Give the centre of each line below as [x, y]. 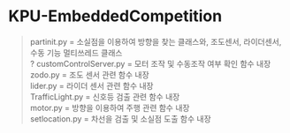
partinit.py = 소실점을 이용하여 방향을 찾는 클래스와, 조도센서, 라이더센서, [156, 41]
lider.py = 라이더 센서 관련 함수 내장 [92, 85]
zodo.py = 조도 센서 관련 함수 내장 [89, 74]
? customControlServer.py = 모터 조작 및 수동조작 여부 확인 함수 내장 [150, 63]
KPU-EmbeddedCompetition [115, 16]
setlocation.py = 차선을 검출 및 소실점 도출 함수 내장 [120, 118]
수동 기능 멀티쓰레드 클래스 [76, 52]
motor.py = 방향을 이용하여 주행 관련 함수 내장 [110, 107]
